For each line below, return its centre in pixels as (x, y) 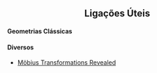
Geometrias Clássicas (40, 31)
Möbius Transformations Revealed (67, 63)
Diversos (21, 47)
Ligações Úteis (117, 14)
